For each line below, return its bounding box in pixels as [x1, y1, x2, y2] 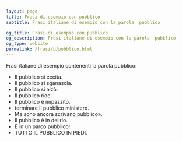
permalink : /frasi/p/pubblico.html [6, 46, 93, 52]
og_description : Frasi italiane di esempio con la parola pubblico [6, 36, 176, 41]
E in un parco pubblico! [14, 123, 71, 130]
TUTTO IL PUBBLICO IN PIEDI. [14, 129, 87, 136]
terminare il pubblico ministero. [14, 104, 89, 111]
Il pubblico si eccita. [14, 73, 63, 80]
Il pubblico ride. [14, 91, 52, 99]
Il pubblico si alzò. [14, 86, 58, 93]
